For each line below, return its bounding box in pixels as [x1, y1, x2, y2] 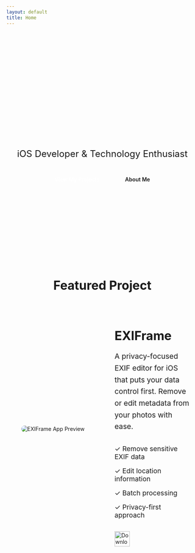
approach [115, 511, 145, 519]
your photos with [115, 410, 172, 420]
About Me [124, 176, 151, 183]
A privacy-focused [115, 352, 179, 361]
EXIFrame [115, 328, 172, 344]
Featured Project [53, 278, 152, 294]
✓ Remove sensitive [115, 444, 178, 454]
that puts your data [115, 375, 180, 385]
